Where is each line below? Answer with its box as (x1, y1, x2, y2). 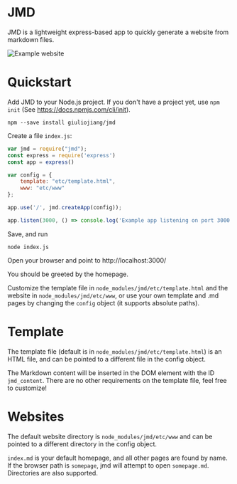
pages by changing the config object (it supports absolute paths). (7, 298, 200, 307)
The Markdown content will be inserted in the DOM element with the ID (7, 368, 215, 377)
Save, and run (7, 229, 48, 238)
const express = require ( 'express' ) (7, 152, 116, 159)
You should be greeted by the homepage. (7, 270, 129, 278)
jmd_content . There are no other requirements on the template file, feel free (7, 376, 227, 384)
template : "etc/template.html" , (20, 178, 116, 185)
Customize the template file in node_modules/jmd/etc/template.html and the (7, 283, 228, 292)
